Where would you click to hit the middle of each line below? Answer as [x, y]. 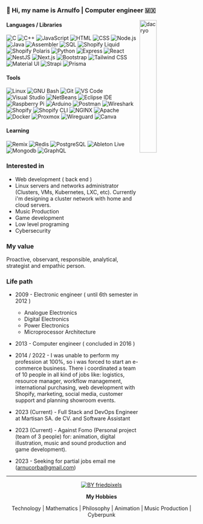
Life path [20, 282]
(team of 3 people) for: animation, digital [65, 437]
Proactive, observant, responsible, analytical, [63, 259]
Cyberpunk [101, 515]
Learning [18, 131]
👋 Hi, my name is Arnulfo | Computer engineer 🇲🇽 [81, 10]
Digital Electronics [47, 319]
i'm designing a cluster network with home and [73, 198]
